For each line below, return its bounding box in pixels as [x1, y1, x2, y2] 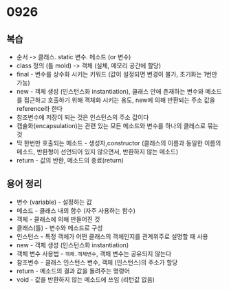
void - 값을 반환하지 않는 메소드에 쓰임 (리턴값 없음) [16, 275, 155, 283]
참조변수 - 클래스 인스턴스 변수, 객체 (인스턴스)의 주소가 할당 [16, 258, 178, 266]
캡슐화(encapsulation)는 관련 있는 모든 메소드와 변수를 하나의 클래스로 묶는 [16, 122, 219, 130]
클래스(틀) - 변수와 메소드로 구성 [16, 223, 103, 231]
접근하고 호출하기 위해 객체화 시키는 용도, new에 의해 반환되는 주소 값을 [23, 96, 216, 104]
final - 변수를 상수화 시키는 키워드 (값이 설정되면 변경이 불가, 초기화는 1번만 [16, 70, 217, 78]
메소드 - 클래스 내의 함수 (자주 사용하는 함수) [16, 206, 135, 214]
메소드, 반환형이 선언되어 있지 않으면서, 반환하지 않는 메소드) [16, 147, 179, 156]
